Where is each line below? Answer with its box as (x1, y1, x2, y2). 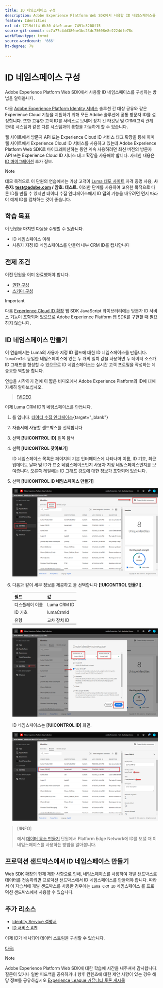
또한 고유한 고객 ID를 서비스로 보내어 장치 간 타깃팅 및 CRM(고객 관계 (23, 117, 154, 124)
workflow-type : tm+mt (5, 34, 49, 38)
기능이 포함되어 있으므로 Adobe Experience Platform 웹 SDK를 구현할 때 (10, 314, 149, 320)
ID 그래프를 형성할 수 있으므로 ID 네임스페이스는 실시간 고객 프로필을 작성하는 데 (5, 362, 156, 367)
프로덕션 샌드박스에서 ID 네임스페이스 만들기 (5, 857, 130, 865)
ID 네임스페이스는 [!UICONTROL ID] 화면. (12, 722, 92, 728)
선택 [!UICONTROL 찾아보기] (12, 445, 68, 451)
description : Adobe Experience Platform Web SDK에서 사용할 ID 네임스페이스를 (5, 13, 156, 18)
